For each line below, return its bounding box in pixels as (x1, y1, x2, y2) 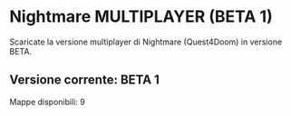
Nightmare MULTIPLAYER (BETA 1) (9, 6, 274, 27)
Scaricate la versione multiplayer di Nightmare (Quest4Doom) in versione (9, 36, 283, 47)
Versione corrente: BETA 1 (9, 72, 160, 88)
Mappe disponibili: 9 (9, 96, 86, 107)
